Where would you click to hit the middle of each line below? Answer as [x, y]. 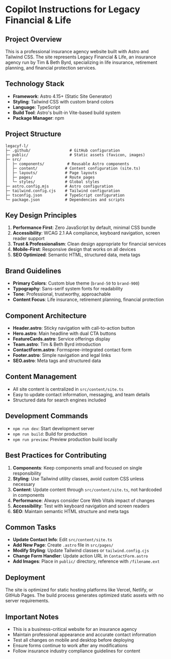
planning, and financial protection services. [51, 68]
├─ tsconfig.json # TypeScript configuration [65, 195]
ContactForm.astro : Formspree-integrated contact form [72, 350]
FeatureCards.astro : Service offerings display [61, 339]
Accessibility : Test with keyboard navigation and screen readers [81, 506]
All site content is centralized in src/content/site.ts [68, 389]
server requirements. [27, 601]
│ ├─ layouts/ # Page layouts [51, 173]
